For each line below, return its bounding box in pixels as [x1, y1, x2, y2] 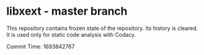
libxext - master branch [6, 4, 127, 18]
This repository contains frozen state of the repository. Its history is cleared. [6, 24, 198, 32]
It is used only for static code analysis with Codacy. [6, 31, 136, 38]
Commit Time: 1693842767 [6, 43, 75, 50]
